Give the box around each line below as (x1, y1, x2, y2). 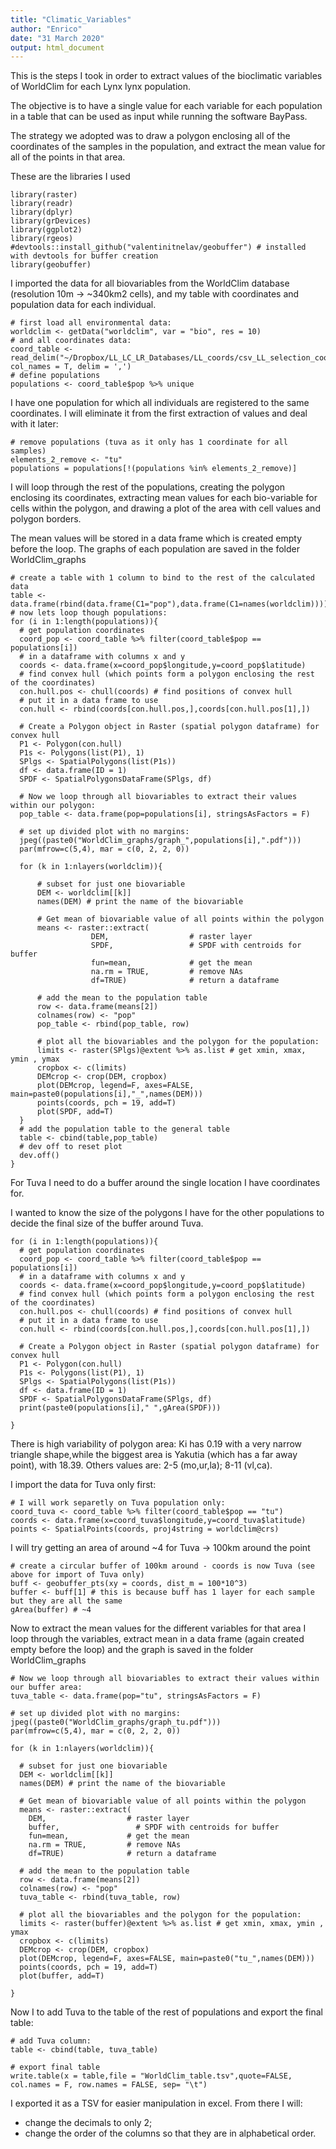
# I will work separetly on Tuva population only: (10, 1498, 226, 1508)
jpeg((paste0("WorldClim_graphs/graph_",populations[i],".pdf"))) (19, 836, 302, 846)
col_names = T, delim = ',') (10, 362, 132, 372)
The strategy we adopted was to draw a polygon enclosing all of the (10, 130, 291, 142)
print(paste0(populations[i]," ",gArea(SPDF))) (19, 1403, 222, 1413)
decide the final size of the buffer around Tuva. (10, 1217, 204, 1230)
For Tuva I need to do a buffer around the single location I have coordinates (10, 1177, 321, 1189)
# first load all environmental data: (10, 318, 172, 328)
